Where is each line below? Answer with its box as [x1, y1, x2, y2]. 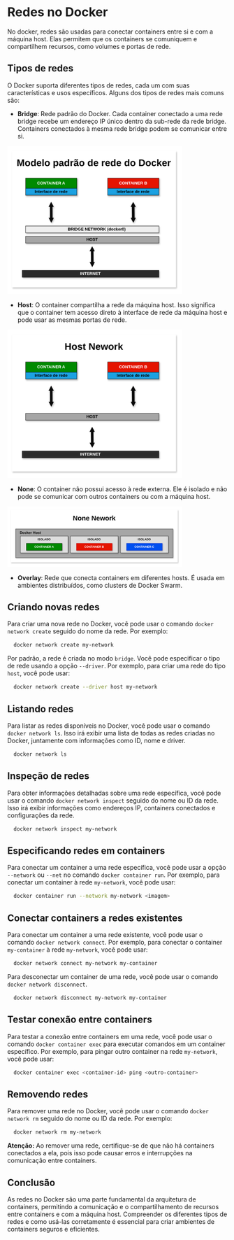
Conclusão [7, 1176, 56, 1188]
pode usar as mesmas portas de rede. [17, 316, 127, 324]
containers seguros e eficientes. [7, 1225, 100, 1233]
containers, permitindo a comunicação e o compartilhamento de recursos [7, 1202, 219, 1211]
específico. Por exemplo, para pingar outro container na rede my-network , [7, 1047, 218, 1055]
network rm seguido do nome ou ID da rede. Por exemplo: [7, 1114, 173, 1123]
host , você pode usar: [7, 669, 71, 677]
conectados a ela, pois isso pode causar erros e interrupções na [7, 1149, 193, 1157]
